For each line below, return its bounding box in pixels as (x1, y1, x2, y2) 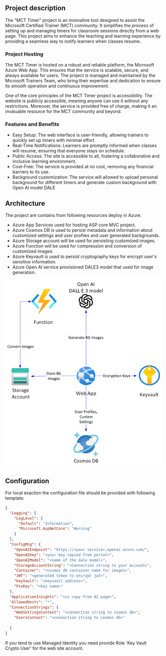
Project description (5, 4, 66, 12)
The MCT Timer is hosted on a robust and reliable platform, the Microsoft (5, 62, 155, 68)
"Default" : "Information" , (18, 521, 74, 526)
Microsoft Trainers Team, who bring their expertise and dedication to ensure (5, 78, 161, 84)
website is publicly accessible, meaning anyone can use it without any (5, 98, 149, 104)
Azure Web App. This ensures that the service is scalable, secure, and (5, 67, 149, 73)
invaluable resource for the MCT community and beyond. (5, 109, 122, 115)
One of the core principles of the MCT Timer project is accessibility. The (5, 93, 153, 99)
